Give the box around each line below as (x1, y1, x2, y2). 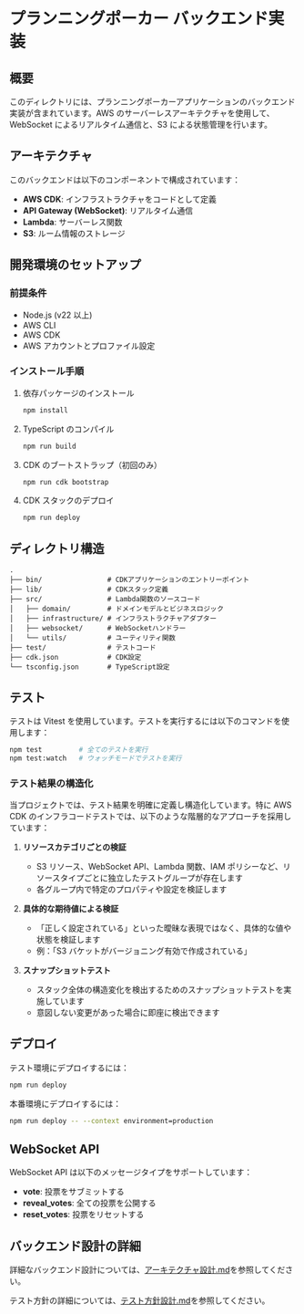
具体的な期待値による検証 (22, 902, 119, 913)
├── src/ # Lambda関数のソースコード (9, 595, 201, 604)
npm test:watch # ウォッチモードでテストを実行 (9, 754, 182, 763)
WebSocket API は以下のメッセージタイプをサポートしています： (9, 1167, 253, 1178)
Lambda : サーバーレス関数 (22, 216, 123, 227)
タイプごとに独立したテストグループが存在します (59, 872, 244, 883)
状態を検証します (35, 933, 101, 944)
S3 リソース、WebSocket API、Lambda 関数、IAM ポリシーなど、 (35, 860, 284, 871)
